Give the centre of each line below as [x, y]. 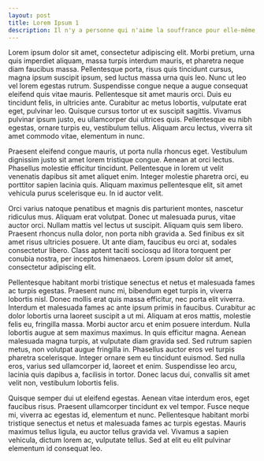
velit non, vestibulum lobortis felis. [64, 383]
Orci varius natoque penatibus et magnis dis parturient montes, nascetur [126, 209]
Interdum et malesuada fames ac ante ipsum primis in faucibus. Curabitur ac [132, 307]
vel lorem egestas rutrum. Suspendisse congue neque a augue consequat [128, 86]
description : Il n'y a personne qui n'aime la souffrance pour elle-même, [134, 30]
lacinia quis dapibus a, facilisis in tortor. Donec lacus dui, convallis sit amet [129, 374]
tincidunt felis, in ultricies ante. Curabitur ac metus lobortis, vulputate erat [127, 102]
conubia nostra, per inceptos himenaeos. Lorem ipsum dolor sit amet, [121, 259]
